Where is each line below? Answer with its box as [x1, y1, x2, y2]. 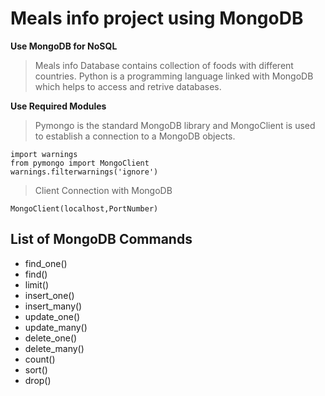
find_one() [24, 257, 68, 269]
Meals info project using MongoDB [10, 7, 304, 30]
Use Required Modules [10, 100, 107, 112]
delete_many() [24, 342, 85, 354]
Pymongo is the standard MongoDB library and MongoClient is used [34, 119, 316, 131]
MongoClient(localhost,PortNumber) [10, 203, 159, 214]
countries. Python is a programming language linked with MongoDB [34, 70, 314, 82]
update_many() [24, 321, 88, 333]
